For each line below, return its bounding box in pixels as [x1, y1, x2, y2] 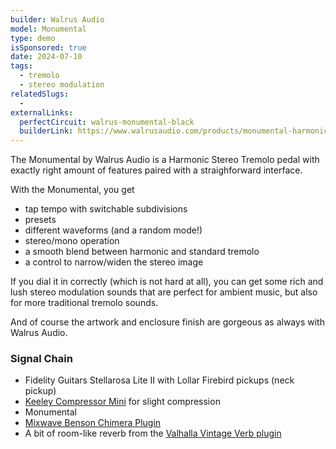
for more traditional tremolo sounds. [10, 297, 159, 309]
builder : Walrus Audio [10, 14, 105, 25]
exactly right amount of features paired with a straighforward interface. [10, 164, 303, 176]
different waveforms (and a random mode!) [24, 224, 203, 236]
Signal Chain [10, 352, 73, 366]
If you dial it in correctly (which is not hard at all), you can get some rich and [10, 276, 324, 288]
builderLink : [19, 126, 74, 136]
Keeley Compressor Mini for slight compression [24, 396, 221, 408]
